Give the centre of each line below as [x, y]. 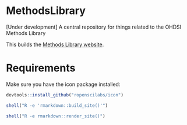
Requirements [41, 68]
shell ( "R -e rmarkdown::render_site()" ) [56, 116]
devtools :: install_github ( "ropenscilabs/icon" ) [65, 95]
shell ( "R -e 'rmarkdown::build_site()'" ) [57, 105]
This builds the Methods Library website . [55, 44]
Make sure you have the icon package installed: [63, 84]
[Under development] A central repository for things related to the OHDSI [94, 27]
